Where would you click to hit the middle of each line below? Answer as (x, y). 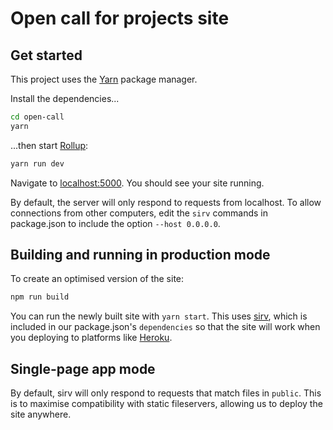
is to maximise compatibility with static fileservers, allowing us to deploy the (166, 404)
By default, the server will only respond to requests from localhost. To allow (166, 202)
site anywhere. (41, 414)
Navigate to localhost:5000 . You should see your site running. (137, 183)
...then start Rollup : (49, 145)
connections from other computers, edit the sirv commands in (139, 213)
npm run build (40, 297)
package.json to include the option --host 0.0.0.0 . (115, 223)
